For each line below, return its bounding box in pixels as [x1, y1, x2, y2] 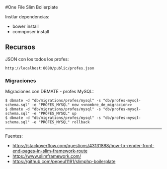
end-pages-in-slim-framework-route [12, 148, 88, 154]
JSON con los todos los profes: [5, 56, 69, 62]
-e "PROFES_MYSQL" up [31, 111, 77, 116]
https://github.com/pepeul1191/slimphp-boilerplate [12, 159, 116, 165]
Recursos [5, 43, 36, 52]
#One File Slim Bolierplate [5, 4, 58, 10]
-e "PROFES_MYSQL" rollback [31, 120, 90, 125]
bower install [12, 23, 39, 29]
